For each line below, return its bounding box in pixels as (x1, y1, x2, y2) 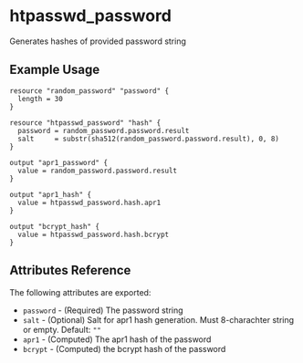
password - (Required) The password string (22, 305, 184, 316)
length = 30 (17, 94, 64, 103)
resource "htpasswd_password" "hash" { (9, 118, 162, 128)
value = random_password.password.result (17, 166, 178, 175)
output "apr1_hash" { (9, 190, 92, 199)
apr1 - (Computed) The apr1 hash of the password (22, 334, 212, 345)
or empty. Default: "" (22, 324, 102, 335)
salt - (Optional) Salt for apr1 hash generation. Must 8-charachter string (22, 314, 295, 325)
